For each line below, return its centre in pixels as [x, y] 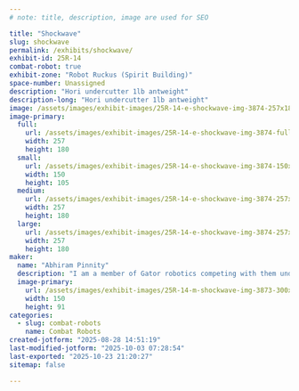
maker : [21, 257]
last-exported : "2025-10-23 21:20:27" [81, 356]
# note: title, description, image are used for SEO [109, 17]
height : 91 [45, 307]
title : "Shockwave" [45, 33]
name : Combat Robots [63, 332]
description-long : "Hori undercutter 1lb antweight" [109, 100]
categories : [31, 315]
